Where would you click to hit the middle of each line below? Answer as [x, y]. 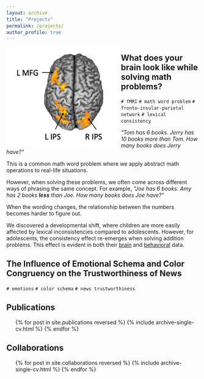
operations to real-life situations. [47, 171]
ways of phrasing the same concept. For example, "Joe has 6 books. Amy [99, 189]
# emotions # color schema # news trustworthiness [71, 289]
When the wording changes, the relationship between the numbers [90, 207]
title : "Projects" [30, 19]
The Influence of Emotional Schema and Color [96, 264]
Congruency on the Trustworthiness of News [94, 274]
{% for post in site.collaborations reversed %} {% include [87, 362]
